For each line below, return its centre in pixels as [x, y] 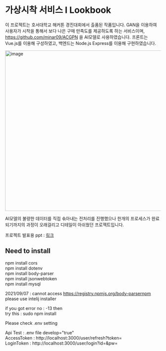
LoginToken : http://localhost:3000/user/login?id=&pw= [61, 343]
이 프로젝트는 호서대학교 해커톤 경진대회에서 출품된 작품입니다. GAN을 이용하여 [81, 25]
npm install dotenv [24, 268]
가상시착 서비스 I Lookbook [58, 10]
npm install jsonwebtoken [31, 278]
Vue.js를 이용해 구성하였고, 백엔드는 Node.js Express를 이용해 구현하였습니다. [81, 43]
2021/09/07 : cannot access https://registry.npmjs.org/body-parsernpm [78, 293]
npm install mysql [23, 284]
